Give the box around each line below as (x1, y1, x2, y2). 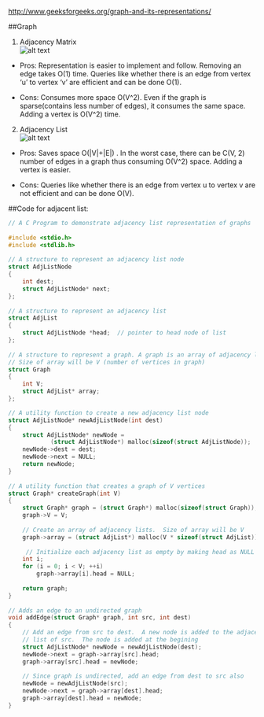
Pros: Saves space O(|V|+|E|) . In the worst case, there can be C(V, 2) (19, 149, 245, 157)
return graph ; (22, 584, 68, 593)
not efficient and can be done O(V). (19, 189, 135, 198)
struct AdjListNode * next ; (22, 285, 111, 293)
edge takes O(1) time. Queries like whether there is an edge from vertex (19, 69, 251, 78)
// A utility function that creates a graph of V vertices (8, 482, 206, 490)
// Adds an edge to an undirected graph (8, 606, 143, 615)
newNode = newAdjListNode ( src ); (22, 680, 128, 688)
